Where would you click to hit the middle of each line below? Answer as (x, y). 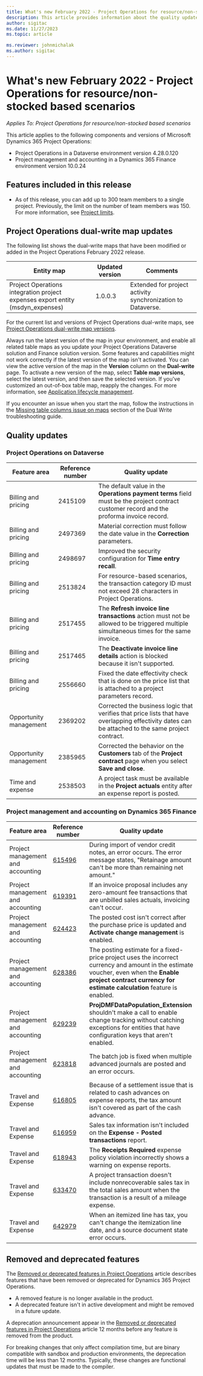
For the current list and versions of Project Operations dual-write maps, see (100, 322)
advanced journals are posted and (137, 1064)
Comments (162, 271)
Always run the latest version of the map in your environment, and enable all (101, 341)
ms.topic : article (29, 34)
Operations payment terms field (145, 494)
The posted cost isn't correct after (137, 917)
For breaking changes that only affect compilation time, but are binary (93, 1348)
